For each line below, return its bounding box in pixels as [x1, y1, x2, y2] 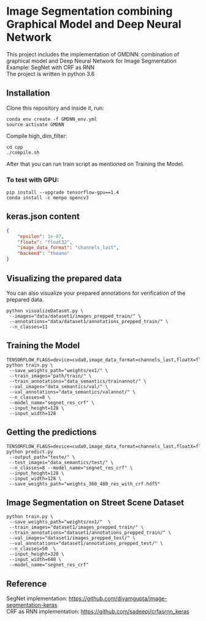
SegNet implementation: [6, 595, 67, 602]
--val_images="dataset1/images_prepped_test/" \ [9, 535, 136, 541]
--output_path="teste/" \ [9, 454, 75, 460]
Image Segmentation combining [6, 4, 173, 18]
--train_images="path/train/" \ [9, 373, 92, 379]
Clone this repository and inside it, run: [6, 104, 104, 112]
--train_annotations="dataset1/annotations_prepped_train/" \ [9, 530, 172, 536]
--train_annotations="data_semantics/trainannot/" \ [9, 378, 147, 384]
